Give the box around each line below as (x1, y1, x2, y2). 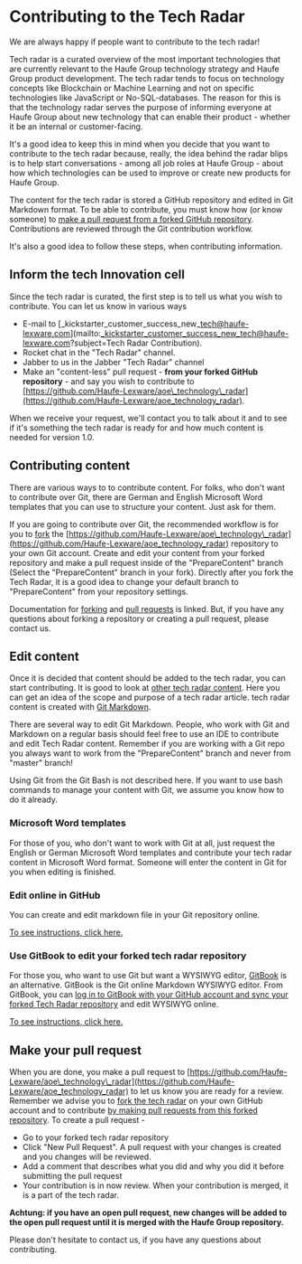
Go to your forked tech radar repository (22, 1132, 169, 1143)
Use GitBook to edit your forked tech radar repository (9, 949, 247, 962)
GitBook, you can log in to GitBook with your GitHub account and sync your (9, 989, 288, 1000)
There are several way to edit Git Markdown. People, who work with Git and (9, 719, 290, 730)
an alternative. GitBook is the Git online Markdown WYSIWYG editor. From (9, 979, 284, 991)
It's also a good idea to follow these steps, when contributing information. (9, 241, 283, 251)
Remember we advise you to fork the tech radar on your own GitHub (9, 1096, 263, 1107)
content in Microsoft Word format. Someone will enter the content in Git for (9, 856, 288, 867)
